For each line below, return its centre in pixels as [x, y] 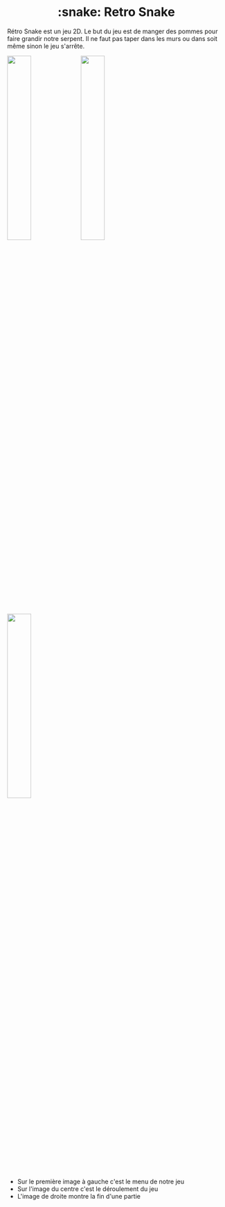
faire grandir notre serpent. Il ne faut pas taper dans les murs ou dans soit [112, 38]
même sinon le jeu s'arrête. [46, 46]
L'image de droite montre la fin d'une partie [79, 1196]
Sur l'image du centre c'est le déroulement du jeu [88, 1189]
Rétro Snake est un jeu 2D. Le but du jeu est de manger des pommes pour [112, 31]
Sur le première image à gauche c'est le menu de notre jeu [101, 1181]
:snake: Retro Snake [116, 12]
